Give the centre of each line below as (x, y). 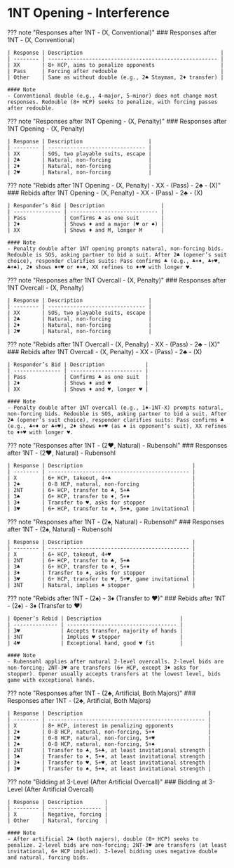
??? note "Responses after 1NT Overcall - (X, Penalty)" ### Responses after (117, 280)
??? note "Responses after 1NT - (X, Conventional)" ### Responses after (112, 32)
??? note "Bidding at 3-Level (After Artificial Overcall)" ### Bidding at (107, 782)
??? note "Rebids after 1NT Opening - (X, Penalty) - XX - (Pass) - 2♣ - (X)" (114, 185)
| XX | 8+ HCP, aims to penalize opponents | (116, 65)
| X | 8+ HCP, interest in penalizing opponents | (109, 725)
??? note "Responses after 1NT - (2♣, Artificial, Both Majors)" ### (102, 693)
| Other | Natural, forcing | (58, 820)
